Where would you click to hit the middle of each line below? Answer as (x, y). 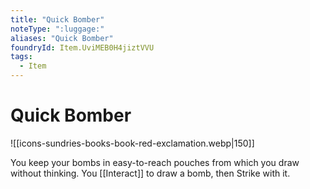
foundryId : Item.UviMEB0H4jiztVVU (82, 47)
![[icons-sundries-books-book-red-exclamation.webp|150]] (132, 143)
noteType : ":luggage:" (57, 29)
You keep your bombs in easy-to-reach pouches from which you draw (155, 162)
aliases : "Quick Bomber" (62, 38)
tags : (21, 57)
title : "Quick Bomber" (57, 19)
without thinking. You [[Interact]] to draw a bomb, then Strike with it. (150, 173)
